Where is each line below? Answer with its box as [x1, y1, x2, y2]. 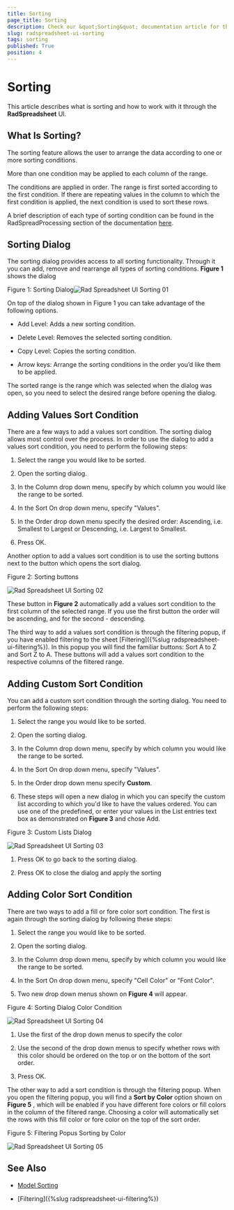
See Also [7, 1163, 47, 1174]
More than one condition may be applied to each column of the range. [7, 169, 208, 178]
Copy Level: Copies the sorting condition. [17, 347, 136, 356]
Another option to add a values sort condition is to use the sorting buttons [7, 552, 219, 560]
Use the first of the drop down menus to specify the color [17, 1030, 182, 1038]
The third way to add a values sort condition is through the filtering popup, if [7, 628, 226, 637]
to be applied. [17, 368, 57, 377]
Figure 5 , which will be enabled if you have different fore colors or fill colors [7, 1100, 226, 1109]
